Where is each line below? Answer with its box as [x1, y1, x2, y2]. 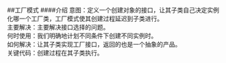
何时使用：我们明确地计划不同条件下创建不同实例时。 [7, 32, 158, 40]
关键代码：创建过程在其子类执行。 [7, 49, 103, 57]
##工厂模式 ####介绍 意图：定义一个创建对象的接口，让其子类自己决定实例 [7, 6, 220, 14]
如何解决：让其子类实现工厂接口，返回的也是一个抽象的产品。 [7, 40, 181, 48]
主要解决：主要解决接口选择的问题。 [7, 23, 110, 31]
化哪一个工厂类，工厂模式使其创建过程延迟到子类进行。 [7, 14, 163, 23]
